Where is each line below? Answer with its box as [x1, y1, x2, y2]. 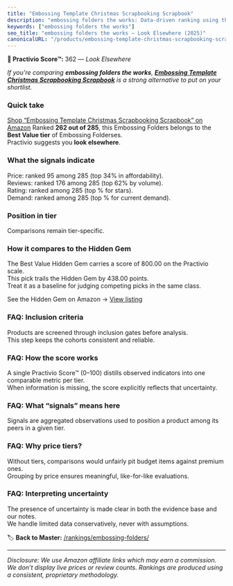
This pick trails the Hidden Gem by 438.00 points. [7, 275, 149, 283]
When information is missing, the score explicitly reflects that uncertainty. [7, 383, 218, 392]
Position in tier [7, 211, 57, 221]
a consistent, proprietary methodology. [7, 570, 119, 579]
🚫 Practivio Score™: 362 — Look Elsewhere [7, 55, 132, 63]
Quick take [7, 101, 44, 110]
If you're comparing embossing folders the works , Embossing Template [7, 69, 217, 77]
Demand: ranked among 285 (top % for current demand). [7, 193, 171, 202]
